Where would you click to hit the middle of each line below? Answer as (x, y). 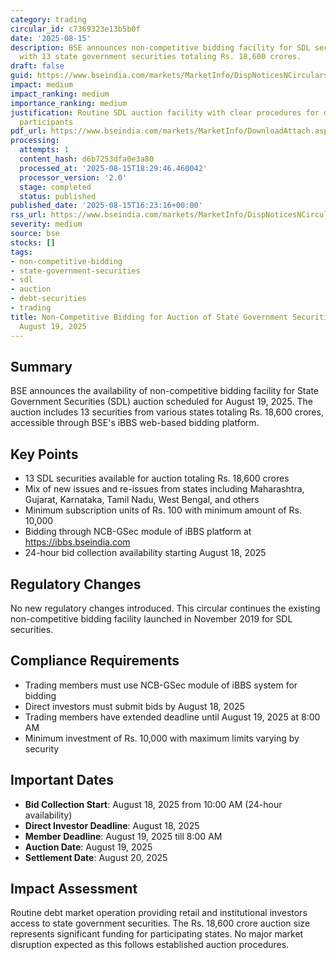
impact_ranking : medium (60, 94)
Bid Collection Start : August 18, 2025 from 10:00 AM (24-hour (153, 804)
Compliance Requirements (95, 661)
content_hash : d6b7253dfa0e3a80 (87, 159)
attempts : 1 (44, 150)
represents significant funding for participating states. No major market (157, 934)
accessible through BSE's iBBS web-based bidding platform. (135, 423)
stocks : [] (33, 242)
